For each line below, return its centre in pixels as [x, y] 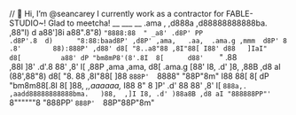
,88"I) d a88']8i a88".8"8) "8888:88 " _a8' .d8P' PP [106, 32]
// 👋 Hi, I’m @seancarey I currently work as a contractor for [117, 14]
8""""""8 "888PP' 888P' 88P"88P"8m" [82, 103]
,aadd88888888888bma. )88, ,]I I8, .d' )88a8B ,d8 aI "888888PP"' [140, 94]
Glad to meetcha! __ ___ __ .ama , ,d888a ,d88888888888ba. [158, 23]
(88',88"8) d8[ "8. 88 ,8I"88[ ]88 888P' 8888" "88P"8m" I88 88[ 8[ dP [140, 76]
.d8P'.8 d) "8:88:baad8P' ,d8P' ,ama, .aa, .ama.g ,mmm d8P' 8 [148, 41]
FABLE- [240, 14]
